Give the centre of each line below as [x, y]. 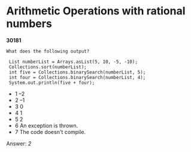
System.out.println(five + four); [52, 83]
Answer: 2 [19, 143]
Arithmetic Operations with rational [96, 11]
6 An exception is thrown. [46, 125]
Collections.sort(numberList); [48, 67]
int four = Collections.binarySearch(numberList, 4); [77, 77]
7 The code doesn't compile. [50, 132]
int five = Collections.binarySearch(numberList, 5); [77, 72]
